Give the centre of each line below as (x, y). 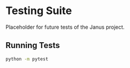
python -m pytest (27, 59)
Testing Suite (39, 11)
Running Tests (33, 45)
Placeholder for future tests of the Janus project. (65, 27)
